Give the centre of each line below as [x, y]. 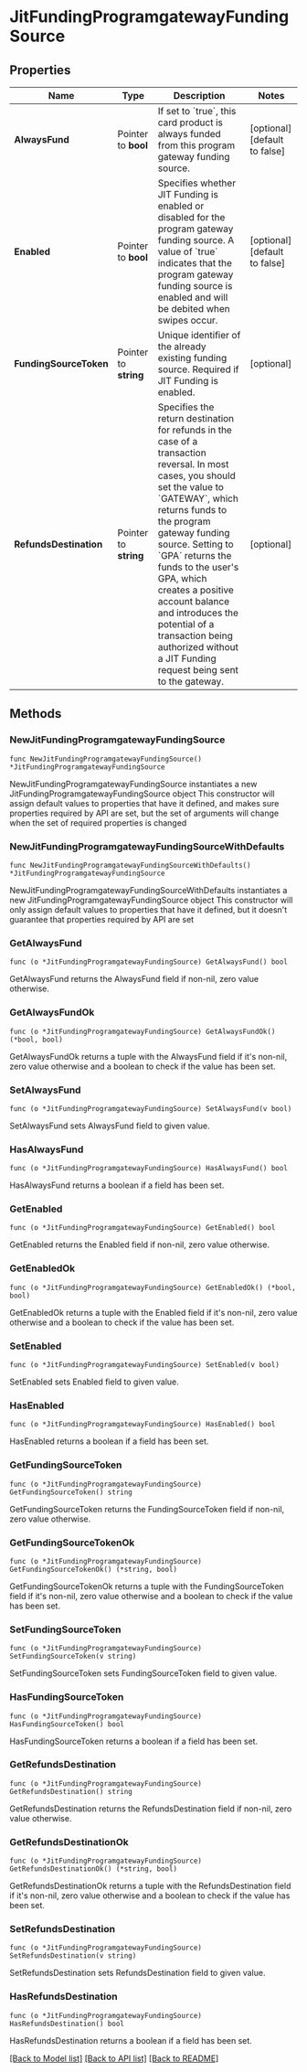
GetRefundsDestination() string [71, 1791]
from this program [196, 145]
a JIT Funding [187, 658]
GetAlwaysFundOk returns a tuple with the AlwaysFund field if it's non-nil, [148, 1056]
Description [199, 96]
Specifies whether [196, 183]
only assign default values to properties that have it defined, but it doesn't [148, 909]
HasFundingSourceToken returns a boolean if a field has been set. [134, 1741]
